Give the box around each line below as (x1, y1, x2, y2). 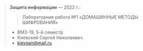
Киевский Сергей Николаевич (17, 35, 83, 40)
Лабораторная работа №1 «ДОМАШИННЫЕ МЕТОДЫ (22, 14, 139, 20)
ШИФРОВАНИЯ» (22, 20, 58, 25)
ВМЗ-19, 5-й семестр (17, 29, 63, 35)
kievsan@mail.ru (17, 40, 52, 46)
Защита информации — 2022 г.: (9, 5, 81, 10)
